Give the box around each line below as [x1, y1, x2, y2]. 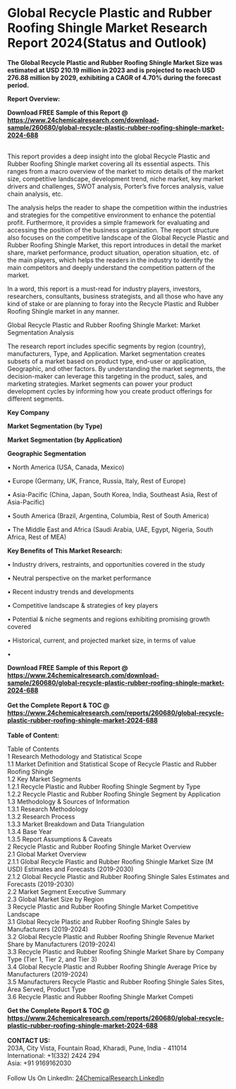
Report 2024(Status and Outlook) [7, 35, 207, 51]
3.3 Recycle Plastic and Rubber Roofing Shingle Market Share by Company [7, 947, 225, 955]
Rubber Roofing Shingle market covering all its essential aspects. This [7, 159, 210, 167]
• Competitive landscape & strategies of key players [7, 601, 159, 609]
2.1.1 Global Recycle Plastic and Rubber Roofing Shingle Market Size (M [7, 857, 213, 866]
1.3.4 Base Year [7, 827, 53, 835]
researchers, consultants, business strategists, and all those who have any [7, 292, 224, 300]
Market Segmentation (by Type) [7, 422, 103, 430]
